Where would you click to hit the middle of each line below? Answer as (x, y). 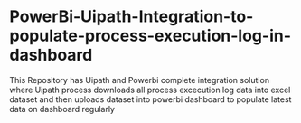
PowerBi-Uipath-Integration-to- (132, 17)
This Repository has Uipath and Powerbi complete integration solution (139, 80)
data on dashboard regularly (62, 109)
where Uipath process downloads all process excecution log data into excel (150, 90)
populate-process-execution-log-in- (150, 36)
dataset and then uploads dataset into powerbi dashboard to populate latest (150, 99)
